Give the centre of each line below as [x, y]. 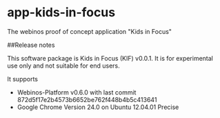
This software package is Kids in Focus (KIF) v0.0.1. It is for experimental [110, 58]
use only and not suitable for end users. [63, 66]
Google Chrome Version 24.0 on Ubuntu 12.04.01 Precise [98, 107]
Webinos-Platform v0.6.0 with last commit [77, 92]
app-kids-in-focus [61, 13]
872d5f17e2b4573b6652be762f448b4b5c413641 [87, 99]
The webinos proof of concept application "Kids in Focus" [90, 31]
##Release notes [31, 45]
